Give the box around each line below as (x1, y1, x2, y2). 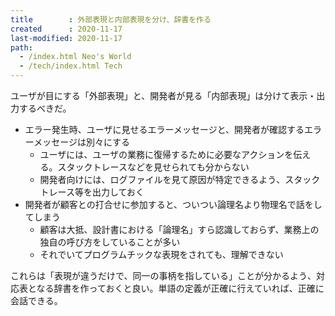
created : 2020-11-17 (10, 24, 123, 34)
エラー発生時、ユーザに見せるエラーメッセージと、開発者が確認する (24, 124, 305, 135)
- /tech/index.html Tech (19, 61, 123, 71)
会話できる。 (10, 295, 63, 306)
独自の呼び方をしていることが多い (39, 236, 181, 248)
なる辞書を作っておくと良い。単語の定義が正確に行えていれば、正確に (36, 282, 325, 294)
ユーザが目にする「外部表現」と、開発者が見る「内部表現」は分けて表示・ (10, 90, 317, 101)
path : (10, 42, 33, 53)
